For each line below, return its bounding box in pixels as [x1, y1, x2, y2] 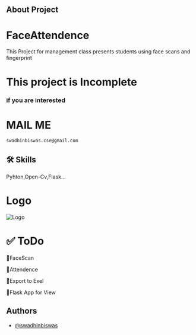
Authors [6, 306, 37, 316]
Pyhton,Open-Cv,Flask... [6, 173, 67, 180]
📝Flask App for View [6, 289, 56, 296]
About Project [6, 5, 59, 15]
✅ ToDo [6, 234, 45, 248]
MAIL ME [6, 118, 52, 132]
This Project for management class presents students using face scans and [6, 48, 191, 55]
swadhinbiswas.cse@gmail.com [6, 138, 78, 144]
